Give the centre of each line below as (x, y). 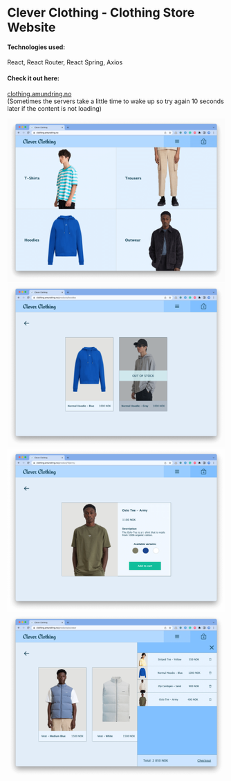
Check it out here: (34, 78)
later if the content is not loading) (55, 108)
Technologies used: (36, 47)
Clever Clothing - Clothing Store (101, 13)
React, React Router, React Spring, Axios (65, 62)
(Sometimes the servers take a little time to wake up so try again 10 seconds (116, 101)
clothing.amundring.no (39, 93)
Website (31, 27)
